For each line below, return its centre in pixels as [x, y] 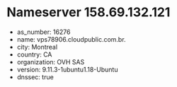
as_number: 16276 [44, 32]
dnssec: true [35, 77]
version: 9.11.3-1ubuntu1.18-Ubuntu [67, 69]
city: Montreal [37, 47]
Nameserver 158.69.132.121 [88, 12]
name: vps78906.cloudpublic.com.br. [71, 39]
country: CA [34, 54]
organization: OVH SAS [51, 62]
